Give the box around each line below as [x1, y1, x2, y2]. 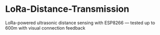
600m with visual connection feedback [5, 25, 85, 31]
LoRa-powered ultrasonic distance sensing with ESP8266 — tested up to [5, 20, 155, 26]
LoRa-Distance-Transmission [5, 3, 129, 15]
